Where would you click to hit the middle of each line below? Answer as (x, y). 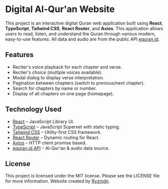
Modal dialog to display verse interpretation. (58, 77)
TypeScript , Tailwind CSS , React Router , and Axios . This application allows (84, 28)
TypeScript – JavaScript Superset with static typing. (66, 127)
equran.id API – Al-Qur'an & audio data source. (61, 148)
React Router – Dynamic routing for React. (56, 137)
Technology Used (33, 110)
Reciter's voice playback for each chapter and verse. (67, 67)
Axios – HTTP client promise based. (50, 143)
